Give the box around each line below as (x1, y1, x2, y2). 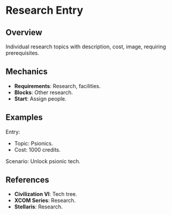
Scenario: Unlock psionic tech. (5, 157, 81, 164)
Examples (5, 113, 43, 123)
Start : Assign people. (14, 95, 67, 102)
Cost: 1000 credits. (14, 146, 61, 153)
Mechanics (5, 67, 48, 77)
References (5, 175, 49, 185)
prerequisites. (5, 49, 40, 57)
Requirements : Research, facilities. (14, 82, 101, 89)
